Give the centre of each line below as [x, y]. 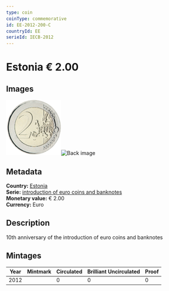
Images [20, 89]
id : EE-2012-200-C [28, 25]
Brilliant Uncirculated [114, 272]
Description [28, 223]
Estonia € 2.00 [43, 67]
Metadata [24, 172]
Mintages [24, 256]
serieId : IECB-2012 [30, 37]
